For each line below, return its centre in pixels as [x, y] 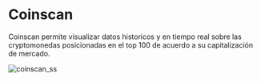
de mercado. [29, 53]
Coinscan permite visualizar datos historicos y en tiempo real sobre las [125, 37]
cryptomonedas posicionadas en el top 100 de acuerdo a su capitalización [131, 44]
